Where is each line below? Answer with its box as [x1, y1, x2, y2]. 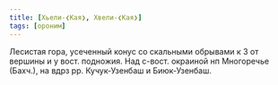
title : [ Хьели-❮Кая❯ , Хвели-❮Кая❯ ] [9, 13, 143, 22]
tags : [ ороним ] [9, 21, 66, 30]
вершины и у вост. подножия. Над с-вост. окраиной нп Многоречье [9, 55, 270, 66]
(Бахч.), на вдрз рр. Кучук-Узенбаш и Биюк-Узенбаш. [9, 64, 213, 76]
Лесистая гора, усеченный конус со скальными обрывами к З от [9, 46, 259, 56]
